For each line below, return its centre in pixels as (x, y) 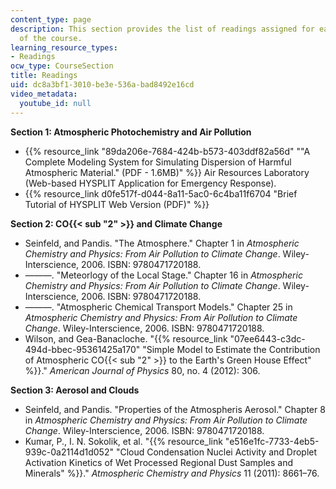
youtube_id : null (55, 103)
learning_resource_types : (64, 47)
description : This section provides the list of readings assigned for (162, 29)
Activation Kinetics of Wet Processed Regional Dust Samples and (159, 462)
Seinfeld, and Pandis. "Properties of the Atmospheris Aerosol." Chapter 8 (175, 409)
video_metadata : (44, 94)
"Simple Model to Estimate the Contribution (231, 349)
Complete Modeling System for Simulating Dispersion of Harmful (158, 162)
